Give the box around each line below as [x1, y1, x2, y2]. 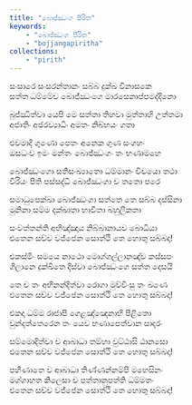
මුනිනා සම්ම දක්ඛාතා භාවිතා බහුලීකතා [9, 204, 142, 214]
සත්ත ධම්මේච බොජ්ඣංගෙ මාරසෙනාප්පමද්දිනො [9, 91, 177, 101]
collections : [9, 47, 59, 56]
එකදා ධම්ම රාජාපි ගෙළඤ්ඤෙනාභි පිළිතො [9, 308, 152, 318]
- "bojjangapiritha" [25, 38, 103, 48]
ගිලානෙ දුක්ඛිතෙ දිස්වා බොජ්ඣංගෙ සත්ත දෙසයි [9, 261, 173, 272]
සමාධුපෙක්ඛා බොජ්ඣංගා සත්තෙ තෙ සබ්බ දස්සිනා [9, 194, 183, 204]
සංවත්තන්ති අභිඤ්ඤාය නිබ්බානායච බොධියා [9, 222, 158, 232]
